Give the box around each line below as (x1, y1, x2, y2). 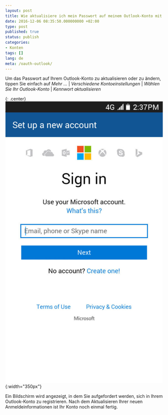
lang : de (5, 56, 23, 61)
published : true (5, 29, 39, 35)
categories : (5, 40, 30, 45)
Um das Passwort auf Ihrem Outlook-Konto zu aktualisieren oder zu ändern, (5, 75, 161, 81)
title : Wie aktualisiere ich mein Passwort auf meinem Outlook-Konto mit (5, 13, 162, 19)
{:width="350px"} (5, 383, 42, 389)
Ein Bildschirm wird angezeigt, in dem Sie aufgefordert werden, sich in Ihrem (5, 393, 163, 399)
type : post (5, 24, 28, 29)
